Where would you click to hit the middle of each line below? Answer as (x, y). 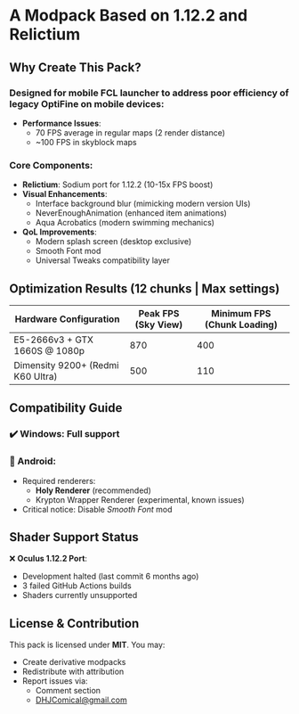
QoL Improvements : (59, 232)
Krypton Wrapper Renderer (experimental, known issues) (140, 499)
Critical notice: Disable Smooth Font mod (97, 509)
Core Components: (51, 165)
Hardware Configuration (67, 319)
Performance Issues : (61, 123)
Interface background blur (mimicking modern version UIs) (143, 204)
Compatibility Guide (66, 408)
